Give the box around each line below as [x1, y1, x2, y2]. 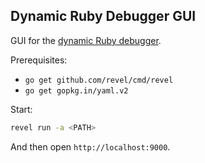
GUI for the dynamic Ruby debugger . [10, 34, 162, 46]
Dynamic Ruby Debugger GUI [10, 8, 197, 25]
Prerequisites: [10, 54, 68, 66]
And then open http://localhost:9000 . [10, 140, 171, 153]
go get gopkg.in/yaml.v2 [24, 85, 129, 96]
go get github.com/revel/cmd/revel [24, 75, 174, 85]
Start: [10, 103, 33, 115]
